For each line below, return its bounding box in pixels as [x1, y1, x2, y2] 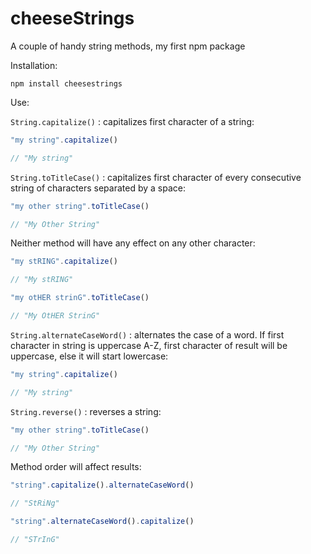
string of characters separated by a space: [10, 182, 186, 194]
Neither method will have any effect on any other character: [10, 237, 256, 249]
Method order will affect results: [10, 461, 142, 473]
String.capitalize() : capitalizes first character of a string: [10, 115, 255, 127]
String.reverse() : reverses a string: [10, 405, 162, 417]
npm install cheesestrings [10, 78, 123, 89]
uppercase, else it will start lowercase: [10, 350, 169, 362]
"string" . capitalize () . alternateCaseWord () [10, 480, 195, 491]
